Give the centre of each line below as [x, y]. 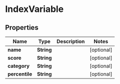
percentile [20, 74]
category [19, 66]
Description [71, 42]
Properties [22, 28]
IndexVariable [34, 9]
